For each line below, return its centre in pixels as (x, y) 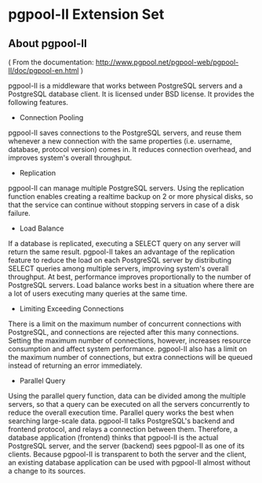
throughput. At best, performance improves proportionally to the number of (129, 277)
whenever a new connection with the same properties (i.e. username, (120, 141)
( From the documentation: (51, 62)
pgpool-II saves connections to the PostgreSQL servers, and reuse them (125, 133)
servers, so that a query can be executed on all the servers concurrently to (129, 404)
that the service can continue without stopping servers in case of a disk (124, 205)
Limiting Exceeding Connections (71, 309)
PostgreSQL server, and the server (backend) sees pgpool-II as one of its (126, 446)
